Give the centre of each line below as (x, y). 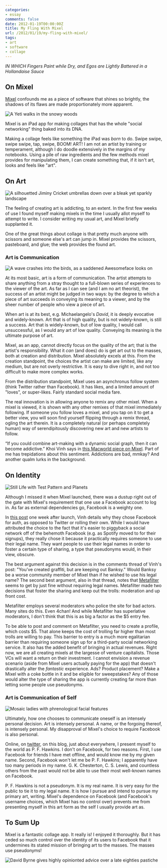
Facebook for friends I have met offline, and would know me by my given (80, 754)
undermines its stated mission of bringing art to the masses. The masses (80, 845)
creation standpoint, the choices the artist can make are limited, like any (79, 361)
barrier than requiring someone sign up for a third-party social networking (81, 642)
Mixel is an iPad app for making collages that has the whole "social (74, 124)
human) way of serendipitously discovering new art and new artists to (77, 428)
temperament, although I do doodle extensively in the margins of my (75, 149)
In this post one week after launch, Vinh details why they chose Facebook (81, 517)
